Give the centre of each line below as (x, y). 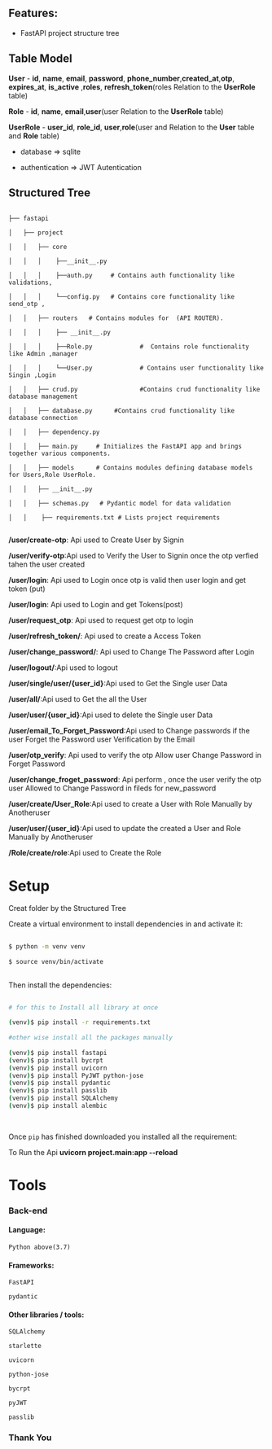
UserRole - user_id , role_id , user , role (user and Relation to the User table (132, 127)
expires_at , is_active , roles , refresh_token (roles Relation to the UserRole (132, 87)
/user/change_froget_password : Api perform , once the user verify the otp (135, 780)
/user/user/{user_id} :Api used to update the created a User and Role (125, 829)
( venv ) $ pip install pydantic (60, 1083)
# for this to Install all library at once (83, 1007)
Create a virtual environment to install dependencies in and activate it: (125, 924)
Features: (33, 13)
